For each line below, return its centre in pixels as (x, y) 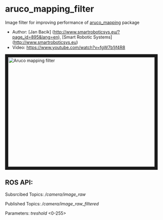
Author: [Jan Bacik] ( (33, 32)
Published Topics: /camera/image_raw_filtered (52, 203)
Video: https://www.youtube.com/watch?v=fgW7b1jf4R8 (69, 47)
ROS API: (19, 183)
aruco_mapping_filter (50, 9)
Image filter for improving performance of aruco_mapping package (72, 22)
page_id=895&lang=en (35, 37)
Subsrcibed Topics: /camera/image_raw (46, 194)
